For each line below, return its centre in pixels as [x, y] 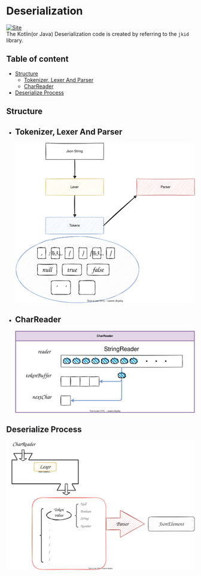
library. [15, 40]
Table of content [37, 59]
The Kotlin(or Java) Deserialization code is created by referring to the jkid [98, 33]
